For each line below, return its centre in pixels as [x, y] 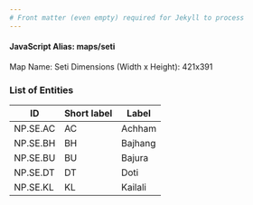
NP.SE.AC [35, 129]
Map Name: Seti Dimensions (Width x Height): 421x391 [111, 66]
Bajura [135, 158]
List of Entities [42, 89]
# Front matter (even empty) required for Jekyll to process [127, 18]
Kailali [134, 188]
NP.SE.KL [34, 188]
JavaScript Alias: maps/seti [62, 47]
